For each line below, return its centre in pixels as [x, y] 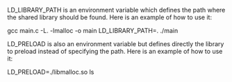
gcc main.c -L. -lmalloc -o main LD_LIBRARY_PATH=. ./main [93, 31]
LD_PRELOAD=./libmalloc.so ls [51, 72]
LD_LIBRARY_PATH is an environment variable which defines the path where [116, 10]
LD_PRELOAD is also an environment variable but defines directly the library [116, 44]
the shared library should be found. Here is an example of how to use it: [110, 17]
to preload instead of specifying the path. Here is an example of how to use [115, 51]
